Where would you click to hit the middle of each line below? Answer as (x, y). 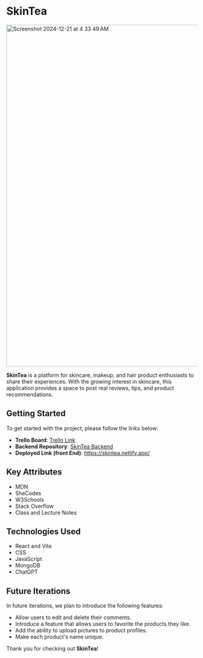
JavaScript (28, 559)
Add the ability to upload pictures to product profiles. (81, 631)
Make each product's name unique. (59, 637)
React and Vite (33, 546)
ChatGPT (26, 572)
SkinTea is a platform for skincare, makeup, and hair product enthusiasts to (100, 375)
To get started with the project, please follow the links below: (82, 428)
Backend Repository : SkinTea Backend (64, 446)
